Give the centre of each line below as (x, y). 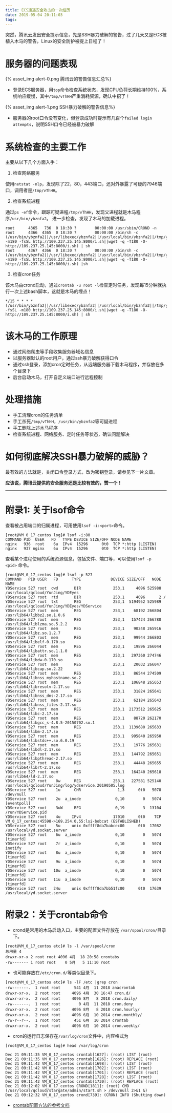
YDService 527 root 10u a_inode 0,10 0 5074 (83, 871)
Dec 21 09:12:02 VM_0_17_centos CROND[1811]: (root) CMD (67, 1086)
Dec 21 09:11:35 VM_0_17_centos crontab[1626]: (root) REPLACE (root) (82, 1059)
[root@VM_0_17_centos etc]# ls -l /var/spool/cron (60, 946)
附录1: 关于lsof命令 (45, 510)
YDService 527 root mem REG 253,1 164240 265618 (83, 772)
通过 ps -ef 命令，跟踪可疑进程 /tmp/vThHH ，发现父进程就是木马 (71, 212)
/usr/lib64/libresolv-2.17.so (38, 687)
